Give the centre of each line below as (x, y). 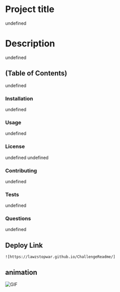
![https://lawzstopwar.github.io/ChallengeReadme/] (60, 257)
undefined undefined (27, 158)
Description (30, 44)
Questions (18, 218)
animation (21, 272)
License (15, 147)
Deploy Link (24, 245)
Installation (19, 98)
